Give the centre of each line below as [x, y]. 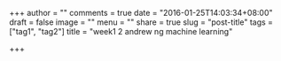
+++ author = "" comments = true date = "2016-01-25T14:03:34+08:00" [141, 13]
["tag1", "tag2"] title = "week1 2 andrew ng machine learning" [121, 31]
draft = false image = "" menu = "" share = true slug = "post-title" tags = [141, 22]
